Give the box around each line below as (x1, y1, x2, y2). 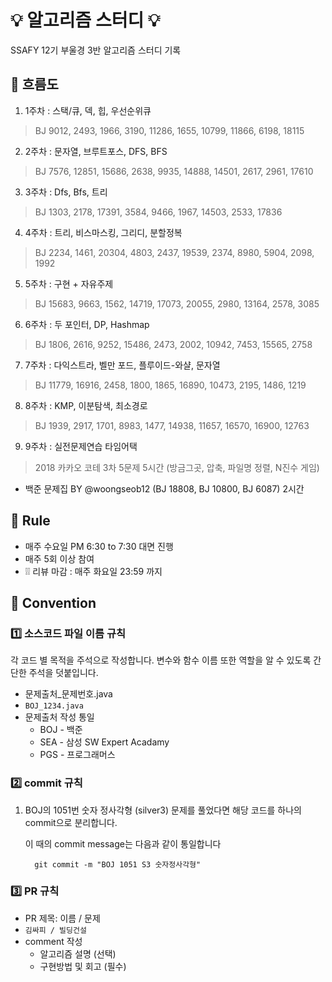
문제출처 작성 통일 (24, 711, 95, 723)
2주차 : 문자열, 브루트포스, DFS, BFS (24, 145, 168, 157)
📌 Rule (10, 512, 51, 530)
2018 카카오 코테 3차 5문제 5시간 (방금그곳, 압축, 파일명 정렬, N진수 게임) (34, 461, 320, 473)
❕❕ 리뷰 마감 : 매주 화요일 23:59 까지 (24, 565, 163, 577)
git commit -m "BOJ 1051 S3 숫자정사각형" (34, 859, 202, 870)
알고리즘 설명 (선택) (39, 947, 117, 960)
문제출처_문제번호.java (24, 688, 113, 700)
